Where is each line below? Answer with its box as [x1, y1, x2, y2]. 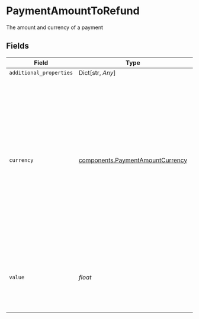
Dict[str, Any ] [78, 68, 116, 76]
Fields [6, 41, 30, 51]
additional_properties [9, 69, 73, 76]
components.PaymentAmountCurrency [78, 156, 188, 164]
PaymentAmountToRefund [6, 4, 140, 18]
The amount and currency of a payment [6, 24, 104, 31]
